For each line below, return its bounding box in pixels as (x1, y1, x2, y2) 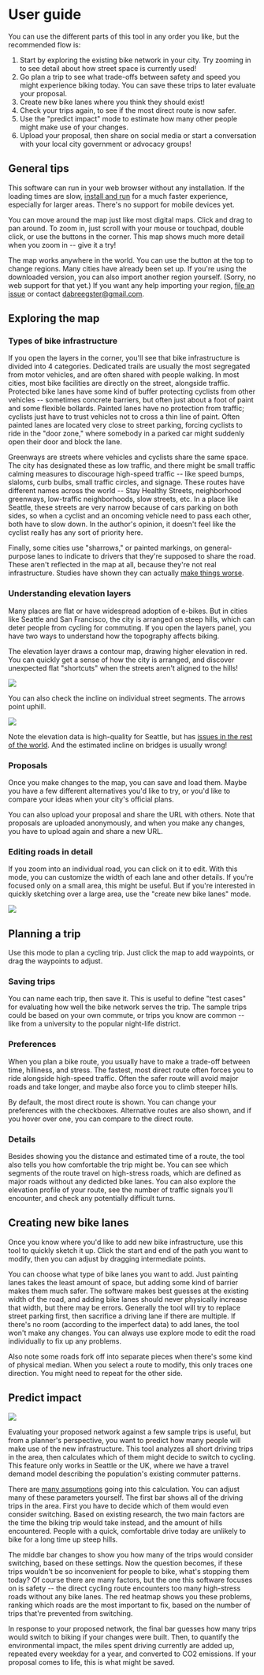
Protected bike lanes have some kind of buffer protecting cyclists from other (8, 387, 256, 396)
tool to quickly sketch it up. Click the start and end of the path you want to (8, 1245, 248, 1255)
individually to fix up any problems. (8, 1336, 122, 1346)
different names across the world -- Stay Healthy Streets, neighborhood (8, 486, 242, 495)
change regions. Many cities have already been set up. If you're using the (8, 264, 247, 273)
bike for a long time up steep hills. (8, 1535, 118, 1544)
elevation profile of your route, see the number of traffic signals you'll (8, 1185, 234, 1195)
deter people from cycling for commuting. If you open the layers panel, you (8, 623, 252, 632)
